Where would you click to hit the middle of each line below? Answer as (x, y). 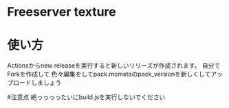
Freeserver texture (62, 12)
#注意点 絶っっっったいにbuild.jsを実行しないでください (86, 97)
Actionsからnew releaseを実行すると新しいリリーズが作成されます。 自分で (114, 66)
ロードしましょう (37, 83)
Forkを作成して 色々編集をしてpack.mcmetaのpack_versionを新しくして (109, 74)
